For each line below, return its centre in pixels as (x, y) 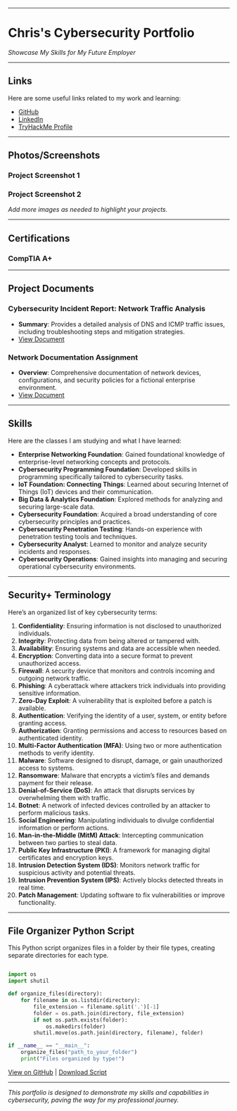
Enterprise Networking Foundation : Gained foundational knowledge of (121, 454)
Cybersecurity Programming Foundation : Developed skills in (108, 469)
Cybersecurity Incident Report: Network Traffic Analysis (107, 309)
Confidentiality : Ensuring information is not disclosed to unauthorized (120, 626)
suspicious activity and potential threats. (77, 872)
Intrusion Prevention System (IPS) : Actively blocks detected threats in (121, 880)
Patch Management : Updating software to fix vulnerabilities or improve (122, 895)
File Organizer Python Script (71, 931)
